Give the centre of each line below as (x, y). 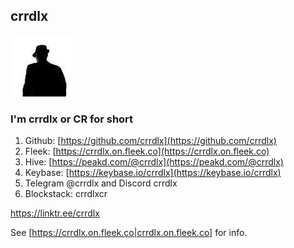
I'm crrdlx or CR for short (72, 119)
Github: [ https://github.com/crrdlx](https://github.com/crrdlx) (150, 141)
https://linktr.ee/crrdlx (55, 213)
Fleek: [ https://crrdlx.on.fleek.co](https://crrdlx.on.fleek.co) (147, 151)
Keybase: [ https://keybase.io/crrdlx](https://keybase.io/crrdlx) (153, 173)
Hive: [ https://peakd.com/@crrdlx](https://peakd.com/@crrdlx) (154, 162)
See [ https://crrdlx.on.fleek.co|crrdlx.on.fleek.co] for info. (129, 233)
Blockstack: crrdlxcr (66, 194)
